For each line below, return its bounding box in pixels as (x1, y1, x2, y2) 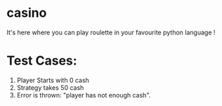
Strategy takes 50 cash (16, 83, 84, 92)
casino (6, 5, 47, 21)
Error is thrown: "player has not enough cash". (16, 91, 151, 99)
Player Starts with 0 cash (16, 76, 89, 84)
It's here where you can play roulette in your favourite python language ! (6, 28, 216, 37)
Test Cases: (6, 53, 78, 69)
